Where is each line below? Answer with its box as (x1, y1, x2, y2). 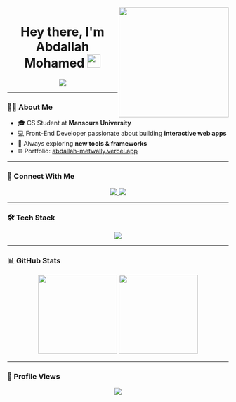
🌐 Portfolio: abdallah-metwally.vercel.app (17, 147, 138, 156)
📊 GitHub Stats (7, 256, 61, 265)
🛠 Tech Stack (7, 213, 55, 222)
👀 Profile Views (7, 372, 60, 382)
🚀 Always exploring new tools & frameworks (17, 139, 147, 148)
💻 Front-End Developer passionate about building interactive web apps (17, 130, 227, 138)
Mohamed (24, 56, 85, 71)
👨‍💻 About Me (7, 102, 53, 112)
